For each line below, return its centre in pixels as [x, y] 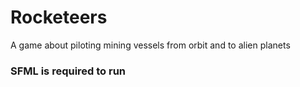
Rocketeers [59, 17]
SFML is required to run [68, 71]
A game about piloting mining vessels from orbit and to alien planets [150, 45]
